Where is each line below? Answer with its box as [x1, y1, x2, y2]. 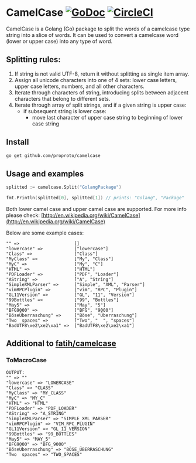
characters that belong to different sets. [14, 95, 111, 102]
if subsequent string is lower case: [23, 107, 106, 114]
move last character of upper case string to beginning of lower [32, 114, 183, 121]
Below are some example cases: [6, 229, 84, 236]
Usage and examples [6, 169, 84, 179]
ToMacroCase [6, 356, 47, 365]
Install [6, 137, 29, 147]
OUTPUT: [6, 369, 25, 375]
